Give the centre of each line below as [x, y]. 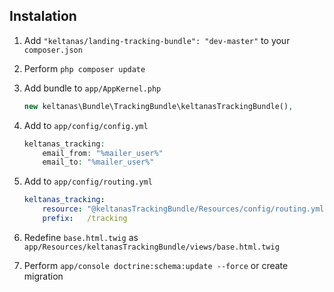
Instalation [43, 16]
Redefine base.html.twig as [81, 237]
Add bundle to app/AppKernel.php [92, 88]
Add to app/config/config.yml [86, 125]
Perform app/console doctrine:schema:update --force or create [156, 265]
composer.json [53, 50]
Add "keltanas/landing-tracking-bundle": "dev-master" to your [157, 40]
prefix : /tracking [85, 219]
